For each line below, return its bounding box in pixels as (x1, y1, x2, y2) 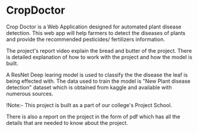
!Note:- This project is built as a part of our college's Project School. (6, 101, 173, 108)
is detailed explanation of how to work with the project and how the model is (6, 53, 193, 60)
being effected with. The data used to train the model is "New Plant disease (6, 78, 191, 85)
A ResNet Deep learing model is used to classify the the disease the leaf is (6, 71, 188, 78)
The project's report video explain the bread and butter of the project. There (6, 47, 192, 54)
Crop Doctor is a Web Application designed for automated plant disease (6, 23, 182, 30)
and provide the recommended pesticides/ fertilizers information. (6, 36, 165, 43)
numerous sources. (6, 90, 53, 97)
